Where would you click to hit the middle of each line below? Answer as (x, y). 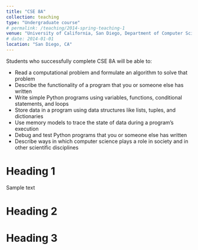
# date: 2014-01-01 (30, 39)
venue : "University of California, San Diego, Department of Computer (95, 34)
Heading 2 (32, 211)
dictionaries (29, 116)
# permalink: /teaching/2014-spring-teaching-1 (66, 28)
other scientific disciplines (47, 147)
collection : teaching (33, 17)
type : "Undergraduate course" (43, 22)
